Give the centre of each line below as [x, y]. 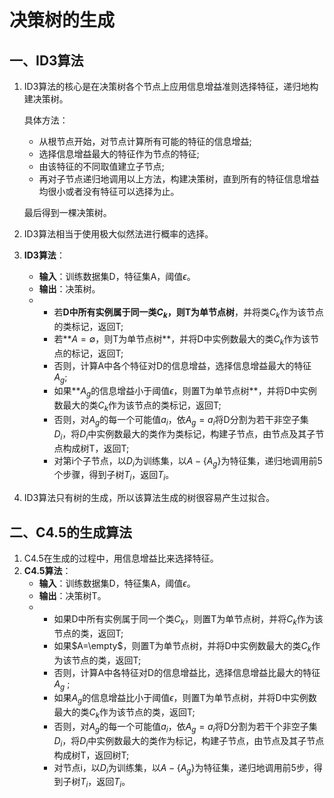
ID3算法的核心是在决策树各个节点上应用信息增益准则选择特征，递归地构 [171, 86]
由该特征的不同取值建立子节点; [101, 166]
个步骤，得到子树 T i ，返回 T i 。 [114, 476]
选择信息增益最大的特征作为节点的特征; [119, 154]
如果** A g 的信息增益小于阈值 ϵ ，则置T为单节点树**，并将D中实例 [185, 392]
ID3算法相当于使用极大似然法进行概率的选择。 [118, 234]
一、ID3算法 [46, 60]
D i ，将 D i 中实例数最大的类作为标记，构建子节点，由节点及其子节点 [189, 741]
